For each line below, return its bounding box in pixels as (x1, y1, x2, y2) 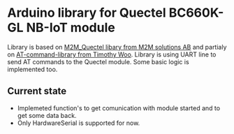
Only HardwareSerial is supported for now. (17, 119, 140, 127)
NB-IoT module (26, 20, 115, 36)
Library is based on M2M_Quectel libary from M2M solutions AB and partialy (7, 43, 227, 51)
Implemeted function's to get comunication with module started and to (17, 103, 221, 112)
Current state (7, 85, 67, 97)
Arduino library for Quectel (7, 5, 166, 21)
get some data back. (17, 111, 77, 119)
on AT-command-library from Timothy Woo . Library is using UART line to (7, 50, 217, 59)
